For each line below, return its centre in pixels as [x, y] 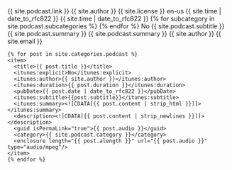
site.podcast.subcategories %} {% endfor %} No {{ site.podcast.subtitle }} [116, 26]
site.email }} [25, 41]
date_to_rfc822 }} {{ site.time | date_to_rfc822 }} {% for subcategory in [111, 18]
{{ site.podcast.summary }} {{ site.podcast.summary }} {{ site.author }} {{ [114, 34]
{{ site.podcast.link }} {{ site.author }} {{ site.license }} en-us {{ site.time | [114, 11]
